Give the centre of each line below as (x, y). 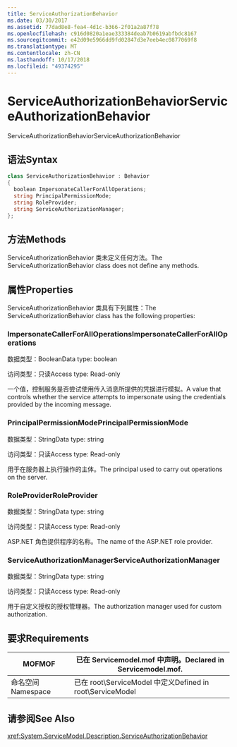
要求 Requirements (48, 638)
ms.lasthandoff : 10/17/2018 (49, 60)
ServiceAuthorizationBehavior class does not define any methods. (103, 266)
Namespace (31, 692)
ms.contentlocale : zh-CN (44, 54)
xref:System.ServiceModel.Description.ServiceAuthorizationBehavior (108, 736)
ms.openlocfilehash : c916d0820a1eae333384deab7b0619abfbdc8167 (102, 34)
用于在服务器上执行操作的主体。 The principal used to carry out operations (115, 469)
